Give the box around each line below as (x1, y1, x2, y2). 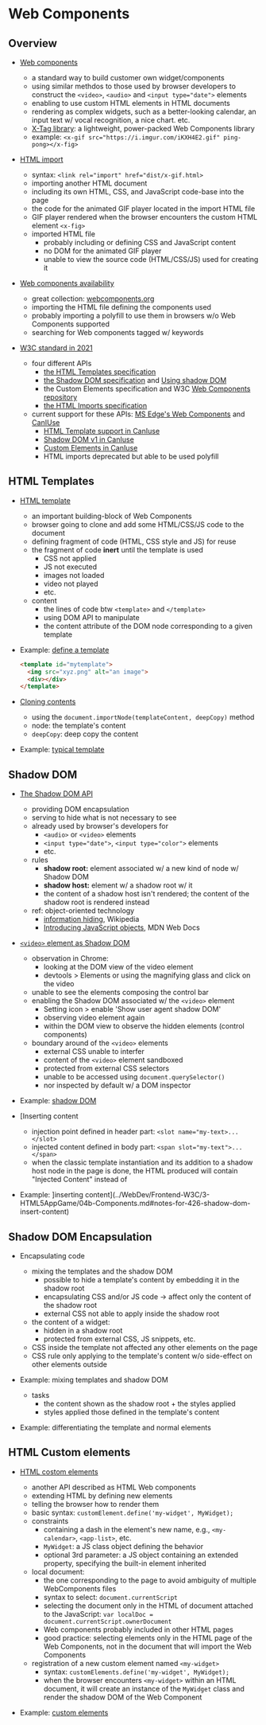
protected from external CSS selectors (43, 1063, 169, 1073)
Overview (8, 37, 58, 50)
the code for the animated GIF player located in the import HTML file (31, 204, 256, 213)
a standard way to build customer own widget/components (31, 73, 225, 82)
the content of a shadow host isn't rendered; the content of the (43, 889, 250, 899)
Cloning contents (19, 697, 76, 707)
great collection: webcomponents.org (31, 294, 155, 303)
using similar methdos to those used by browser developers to (31, 81, 237, 91)
